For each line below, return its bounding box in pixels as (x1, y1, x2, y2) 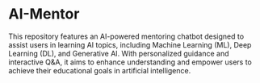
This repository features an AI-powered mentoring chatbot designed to (8, 31, 245, 41)
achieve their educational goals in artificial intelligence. (8, 65, 191, 75)
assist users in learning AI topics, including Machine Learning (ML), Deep (8, 39, 252, 49)
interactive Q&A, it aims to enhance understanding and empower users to (8, 57, 252, 67)
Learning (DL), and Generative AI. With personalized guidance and (8, 48, 229, 58)
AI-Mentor (8, 5, 80, 23)
